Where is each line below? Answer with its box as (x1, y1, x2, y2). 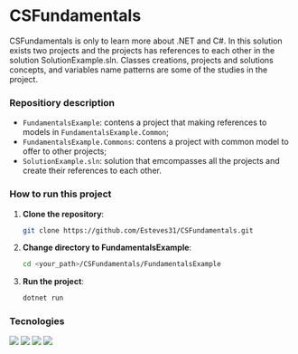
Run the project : (22, 276, 84, 287)
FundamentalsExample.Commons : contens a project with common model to (22, 137, 289, 148)
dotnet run (22, 293, 64, 303)
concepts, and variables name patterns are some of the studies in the (9, 64, 268, 75)
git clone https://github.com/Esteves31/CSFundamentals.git (22, 225, 254, 235)
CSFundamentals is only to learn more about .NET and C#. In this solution (9, 35, 283, 46)
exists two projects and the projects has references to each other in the (9, 44, 275, 55)
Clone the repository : (22, 208, 105, 219)
